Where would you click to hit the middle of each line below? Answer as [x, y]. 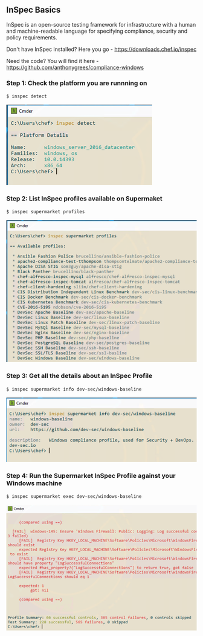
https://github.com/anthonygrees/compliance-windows [75, 67]
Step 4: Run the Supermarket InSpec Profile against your [91, 475]
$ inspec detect [27, 96]
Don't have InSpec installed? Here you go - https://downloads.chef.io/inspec [101, 49]
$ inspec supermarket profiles [46, 212]
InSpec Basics [34, 10]
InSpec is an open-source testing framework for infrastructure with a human [101, 24]
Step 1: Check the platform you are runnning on [77, 83]
